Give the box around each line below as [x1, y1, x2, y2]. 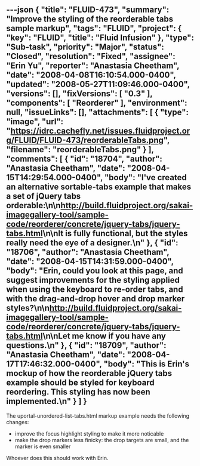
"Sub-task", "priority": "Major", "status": [6, 42, 164, 53]
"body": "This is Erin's [103, 359, 190, 369]
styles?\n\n [6, 303, 50, 313]
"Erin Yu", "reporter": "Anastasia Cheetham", [6, 61, 180, 71]
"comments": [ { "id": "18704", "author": [6, 154, 163, 164]
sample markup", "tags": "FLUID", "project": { [6, 23, 182, 33]
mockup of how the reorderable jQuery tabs [6, 368, 173, 378]
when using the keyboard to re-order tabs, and [6, 285, 183, 295]
